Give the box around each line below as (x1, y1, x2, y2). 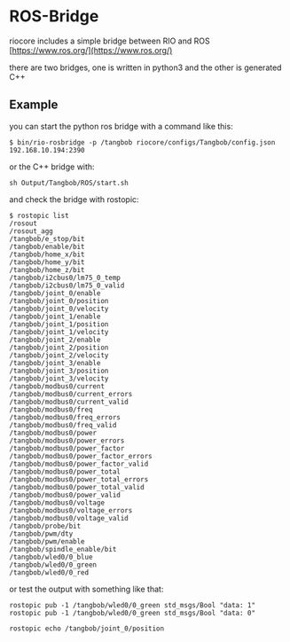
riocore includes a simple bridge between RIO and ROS (9, 35, 210, 46)
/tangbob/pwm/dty (9, 529, 74, 538)
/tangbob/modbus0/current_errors (9, 389, 133, 398)
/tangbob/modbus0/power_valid (9, 490, 121, 499)
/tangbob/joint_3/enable (9, 358, 101, 367)
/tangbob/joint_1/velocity (9, 327, 109, 336)
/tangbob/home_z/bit (9, 265, 86, 274)
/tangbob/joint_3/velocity (9, 374, 109, 383)
